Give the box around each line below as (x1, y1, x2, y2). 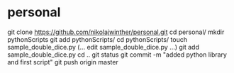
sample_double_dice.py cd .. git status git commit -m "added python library (7, 50, 227, 59)
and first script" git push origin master (7, 57, 118, 66)
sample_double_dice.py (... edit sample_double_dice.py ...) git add (7, 43, 200, 51)
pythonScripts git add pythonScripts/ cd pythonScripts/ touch (7, 35, 188, 43)
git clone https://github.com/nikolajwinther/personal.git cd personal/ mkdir (7, 28, 225, 36)
